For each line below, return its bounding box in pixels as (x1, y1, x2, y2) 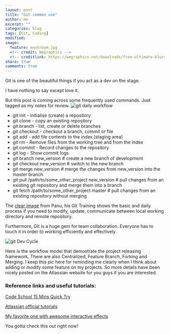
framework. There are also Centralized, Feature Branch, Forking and (5, 254, 148, 260)
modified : (5, 36, 26, 41)
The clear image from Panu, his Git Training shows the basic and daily (5, 203, 151, 209)
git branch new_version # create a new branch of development (12, 155, 143, 162)
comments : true (5, 64, 37, 69)
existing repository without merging (12, 193, 87, 199)
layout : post (5, 7, 33, 13)
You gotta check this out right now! (5, 323, 78, 329)
